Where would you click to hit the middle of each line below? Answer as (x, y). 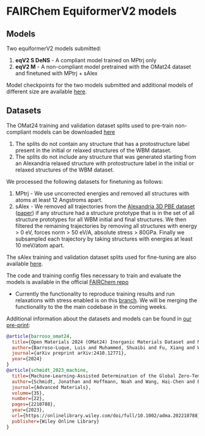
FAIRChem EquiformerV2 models (92, 11)
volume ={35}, (28, 393)
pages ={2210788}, (34, 404)
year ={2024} (27, 359)
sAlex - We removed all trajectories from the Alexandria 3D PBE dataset (105, 206)
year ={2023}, (28, 410)
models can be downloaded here (74, 132)
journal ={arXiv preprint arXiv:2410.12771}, (69, 353)
